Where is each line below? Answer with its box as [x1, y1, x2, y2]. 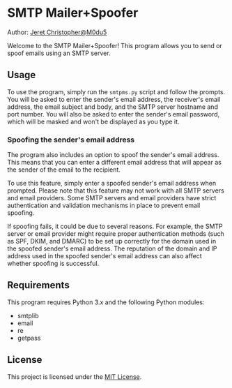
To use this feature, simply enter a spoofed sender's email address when [7, 179, 217, 188]
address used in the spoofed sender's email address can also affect [7, 252, 202, 260]
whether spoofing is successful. [7, 260, 100, 268]
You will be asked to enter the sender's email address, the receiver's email [7, 95, 221, 103]
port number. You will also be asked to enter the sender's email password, [7, 110, 220, 118]
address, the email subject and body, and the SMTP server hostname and [7, 103, 218, 111]
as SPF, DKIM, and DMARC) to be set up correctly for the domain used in [7, 237, 217, 246]
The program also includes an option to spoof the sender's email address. [7, 151, 219, 159]
